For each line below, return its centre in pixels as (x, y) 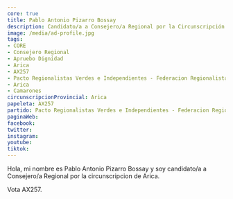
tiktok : (18, 149)
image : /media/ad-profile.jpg (51, 33)
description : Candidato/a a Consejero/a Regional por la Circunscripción (116, 26)
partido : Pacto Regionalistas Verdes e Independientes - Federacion (108, 110)
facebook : (21, 123)
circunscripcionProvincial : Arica (57, 98)
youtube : (20, 143)
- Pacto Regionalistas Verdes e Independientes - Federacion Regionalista (118, 78)
